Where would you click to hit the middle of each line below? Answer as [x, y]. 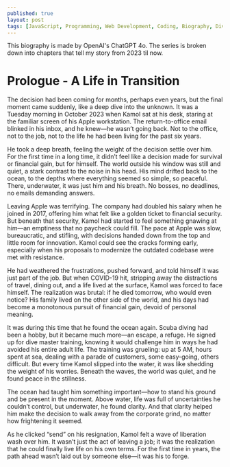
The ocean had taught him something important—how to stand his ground [111, 392]
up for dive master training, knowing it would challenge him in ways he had [113, 342]
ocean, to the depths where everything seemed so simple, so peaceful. [107, 178]
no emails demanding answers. [51, 193]
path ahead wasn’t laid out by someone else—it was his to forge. [98, 456]
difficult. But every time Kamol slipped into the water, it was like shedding [110, 364]
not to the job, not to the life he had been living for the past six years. [104, 136]
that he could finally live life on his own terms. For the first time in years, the [114, 449]
